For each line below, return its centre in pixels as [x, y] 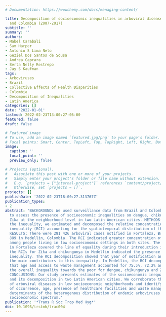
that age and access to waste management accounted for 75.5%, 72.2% [83, 266]
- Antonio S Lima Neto [28, 51]
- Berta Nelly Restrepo [30, 65]
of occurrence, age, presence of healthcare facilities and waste [79, 288]
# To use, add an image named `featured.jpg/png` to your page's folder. [83, 138]
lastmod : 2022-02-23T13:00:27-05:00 [43, 115]
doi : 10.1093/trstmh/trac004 [35, 307]
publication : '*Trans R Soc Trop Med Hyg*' [51, 302]
